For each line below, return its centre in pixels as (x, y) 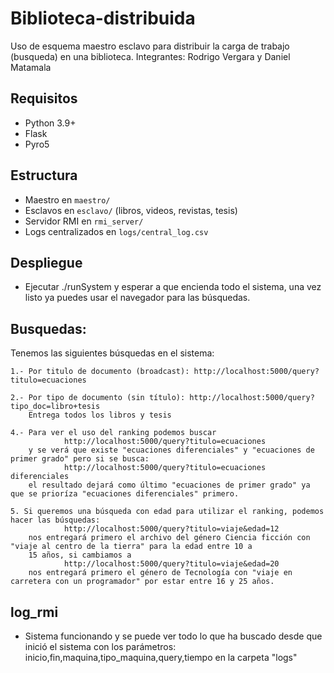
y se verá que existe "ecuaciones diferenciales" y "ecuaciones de (171, 450)
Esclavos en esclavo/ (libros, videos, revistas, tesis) (131, 210)
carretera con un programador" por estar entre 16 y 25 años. (142, 582)
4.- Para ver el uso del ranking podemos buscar (113, 433)
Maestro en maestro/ (67, 199)
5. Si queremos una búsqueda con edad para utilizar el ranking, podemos (167, 512)
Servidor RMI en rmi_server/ (84, 221)
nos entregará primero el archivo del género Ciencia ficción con (169, 538)
